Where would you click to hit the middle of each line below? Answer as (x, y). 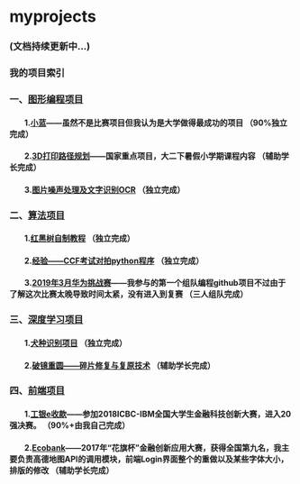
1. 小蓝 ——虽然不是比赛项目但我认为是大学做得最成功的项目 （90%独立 (156, 123)
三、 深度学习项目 (46, 320)
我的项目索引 (37, 73)
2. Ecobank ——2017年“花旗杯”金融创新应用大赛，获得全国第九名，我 (153, 447)
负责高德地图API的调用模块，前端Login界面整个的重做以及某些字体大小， (153, 459)
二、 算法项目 (37, 215)
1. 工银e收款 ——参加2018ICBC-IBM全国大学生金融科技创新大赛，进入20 (157, 414)
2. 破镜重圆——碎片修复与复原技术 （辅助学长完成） (120, 365)
